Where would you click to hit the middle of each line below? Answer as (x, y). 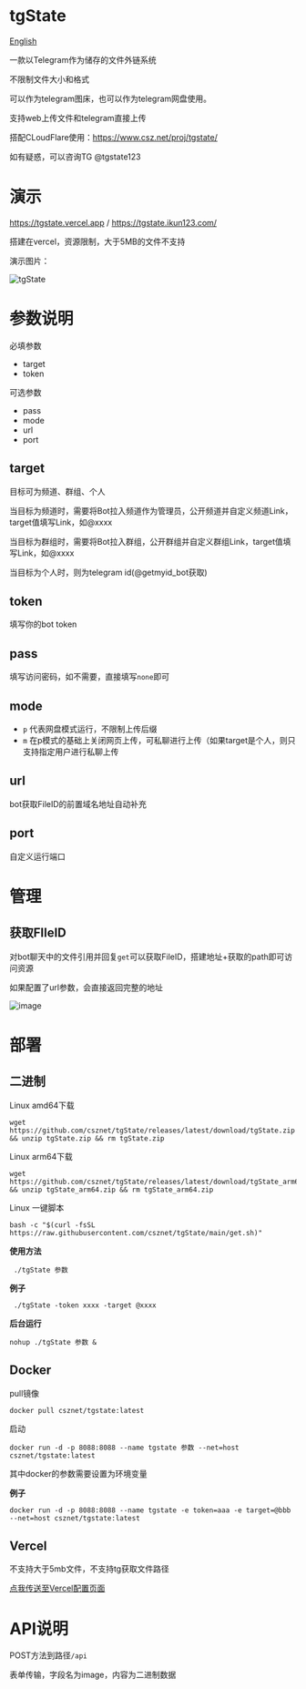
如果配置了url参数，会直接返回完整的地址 (87, 987)
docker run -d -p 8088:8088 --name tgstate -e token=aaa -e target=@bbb (150, 1510)
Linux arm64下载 (41, 1156)
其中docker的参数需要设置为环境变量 (78, 1473)
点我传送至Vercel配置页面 (57, 1588)
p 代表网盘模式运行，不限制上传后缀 (90, 729)
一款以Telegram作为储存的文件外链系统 (83, 59)
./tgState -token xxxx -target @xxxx (85, 1305)
